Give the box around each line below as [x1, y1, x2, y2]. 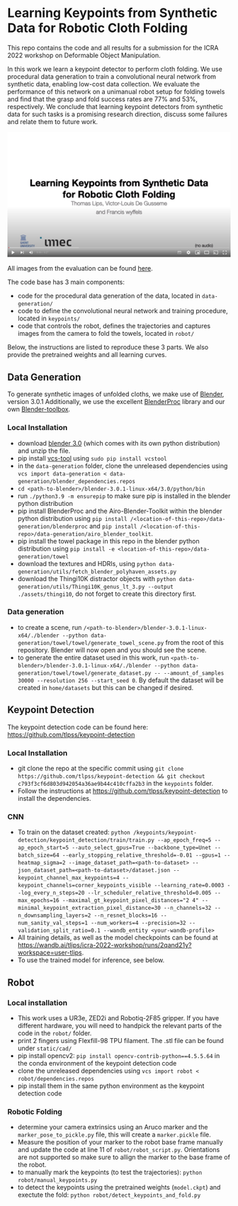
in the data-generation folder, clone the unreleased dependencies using [17, 461, 228, 470]
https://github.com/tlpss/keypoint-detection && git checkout [17, 772, 205, 780]
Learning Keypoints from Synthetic [7, 5, 218, 21]
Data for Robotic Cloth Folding [7, 20, 188, 36]
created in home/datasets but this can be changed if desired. [17, 683, 194, 692]
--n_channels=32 [164, 905, 212, 912]
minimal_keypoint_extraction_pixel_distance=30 [17, 905, 161, 912]
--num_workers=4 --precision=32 [91, 920, 186, 927]
